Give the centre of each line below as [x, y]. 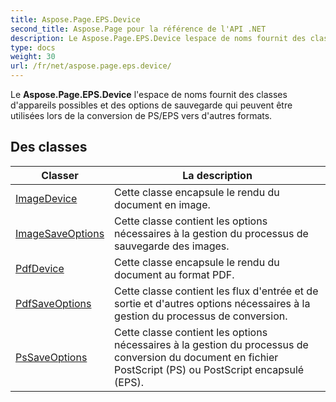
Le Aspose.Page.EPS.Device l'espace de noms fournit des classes [149, 94]
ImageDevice [46, 198]
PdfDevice [40, 268]
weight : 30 [33, 57]
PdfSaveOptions [53, 303]
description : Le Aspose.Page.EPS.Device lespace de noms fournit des [158, 38]
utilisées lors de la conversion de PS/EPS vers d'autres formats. [141, 115]
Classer [60, 175]
